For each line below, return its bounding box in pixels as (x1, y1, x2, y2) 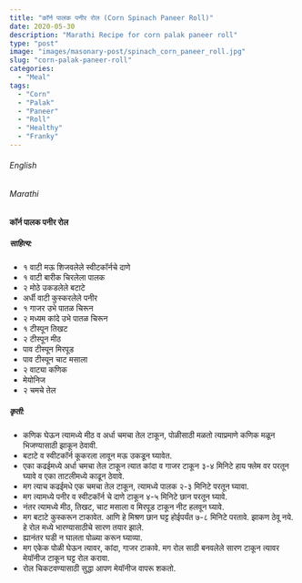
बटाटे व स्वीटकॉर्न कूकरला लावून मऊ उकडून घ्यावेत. (22, 450, 173, 461)
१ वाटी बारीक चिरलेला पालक (22, 271, 106, 282)
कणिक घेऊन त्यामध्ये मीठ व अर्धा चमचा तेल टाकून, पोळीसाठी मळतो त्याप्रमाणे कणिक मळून (22, 429, 276, 440)
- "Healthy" (17, 124, 64, 133)
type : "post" (9, 38, 59, 48)
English (9, 160, 37, 171)
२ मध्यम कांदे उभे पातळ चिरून (22, 312, 108, 323)
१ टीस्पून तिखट (22, 322, 68, 333)
